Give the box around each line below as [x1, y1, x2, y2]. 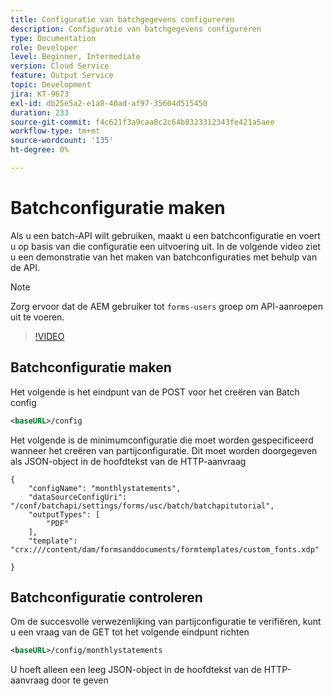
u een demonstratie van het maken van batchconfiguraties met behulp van [10, 251, 318, 263]
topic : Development [10, 80, 92, 90]
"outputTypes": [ [28, 509, 101, 520]
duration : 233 [10, 107, 70, 118]
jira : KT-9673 [10, 89, 70, 99]
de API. [10, 261, 41, 273]
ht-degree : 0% [10, 145, 70, 155]
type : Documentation [10, 33, 97, 43]
